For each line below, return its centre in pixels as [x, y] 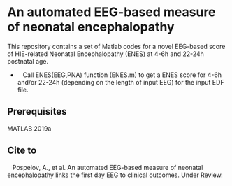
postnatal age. [28, 61]
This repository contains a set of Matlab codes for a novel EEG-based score [116, 46]
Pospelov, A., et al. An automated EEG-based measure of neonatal [108, 167]
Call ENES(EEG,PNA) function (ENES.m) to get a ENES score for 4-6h [122, 75]
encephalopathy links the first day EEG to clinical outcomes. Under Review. [115, 175]
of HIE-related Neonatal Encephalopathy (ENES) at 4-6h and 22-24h [106, 54]
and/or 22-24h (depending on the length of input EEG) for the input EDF [121, 82]
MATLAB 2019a [29, 128]
